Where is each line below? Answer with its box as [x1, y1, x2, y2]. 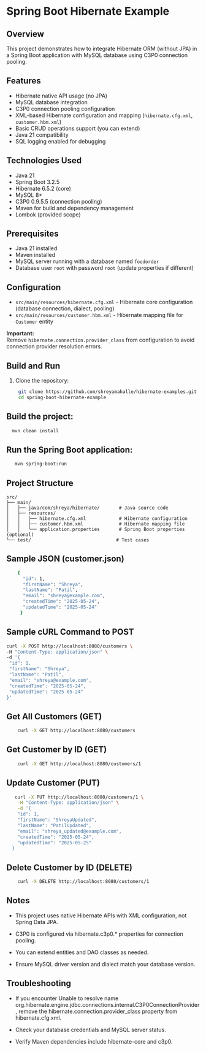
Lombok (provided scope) [15, 210, 81, 218]
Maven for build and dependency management [15, 204, 134, 212]
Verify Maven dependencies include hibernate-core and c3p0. [15, 1038, 173, 1045]
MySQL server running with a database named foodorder [15, 258, 159, 265]
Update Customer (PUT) [6, 778, 100, 789]
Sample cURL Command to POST [6, 627, 134, 637]
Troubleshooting [6, 978, 72, 988]
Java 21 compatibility [15, 131, 69, 139]
